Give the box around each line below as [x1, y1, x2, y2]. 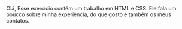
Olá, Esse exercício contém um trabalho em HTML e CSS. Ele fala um [6, 5, 177, 12]
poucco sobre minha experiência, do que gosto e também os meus [6, 11, 172, 18]
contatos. [6, 17, 30, 24]
